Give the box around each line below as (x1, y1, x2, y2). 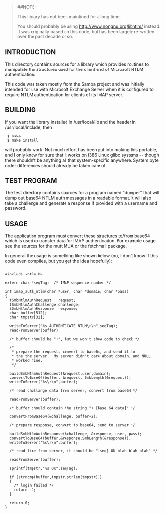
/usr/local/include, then (5, 124, 53, 130)
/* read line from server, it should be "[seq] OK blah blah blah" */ (9, 448, 158, 454)
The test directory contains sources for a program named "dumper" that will (5, 190, 159, 196)
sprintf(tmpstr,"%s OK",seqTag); (9, 466, 78, 471)
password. (5, 206, 27, 211)
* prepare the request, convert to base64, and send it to (11, 349, 135, 354)
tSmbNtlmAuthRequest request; (9, 298, 76, 303)
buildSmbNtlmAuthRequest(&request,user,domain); (9, 371, 111, 376)
